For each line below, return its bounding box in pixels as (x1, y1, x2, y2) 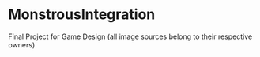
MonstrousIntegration (8, 6, 156, 24)
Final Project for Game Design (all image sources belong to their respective (8, 32, 253, 41)
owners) (8, 40, 36, 49)
